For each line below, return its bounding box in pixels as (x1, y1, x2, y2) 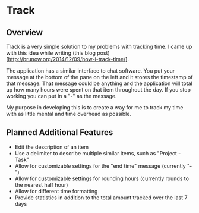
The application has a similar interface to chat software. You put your (6, 67, 175, 74)
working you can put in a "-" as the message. (6, 93, 117, 99)
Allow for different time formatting (14, 187, 98, 195)
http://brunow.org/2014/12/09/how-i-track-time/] (8, 56, 128, 62)
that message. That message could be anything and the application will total (6, 80, 193, 87)
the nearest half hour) (14, 181, 68, 188)
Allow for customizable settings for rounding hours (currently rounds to (14, 175, 189, 182)
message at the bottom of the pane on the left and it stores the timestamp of (6, 74, 193, 80)
